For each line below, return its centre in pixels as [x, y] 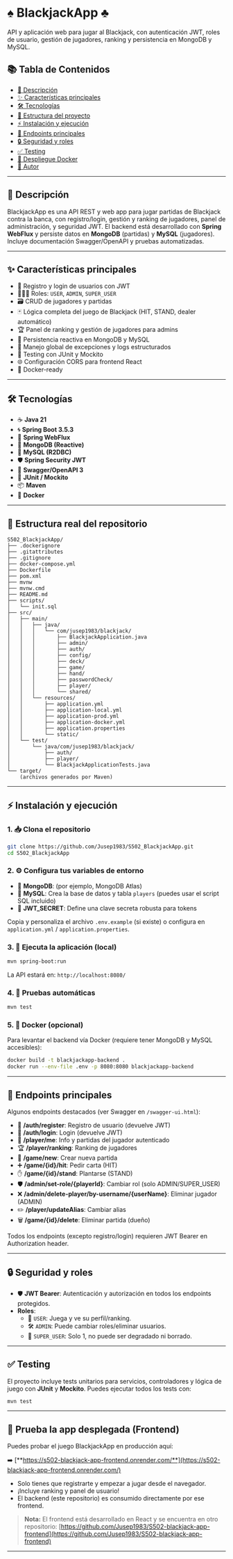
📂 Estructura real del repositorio [77, 523]
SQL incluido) [36, 901]
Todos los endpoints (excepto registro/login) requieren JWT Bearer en [107, 1236]
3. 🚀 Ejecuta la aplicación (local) [62, 947]
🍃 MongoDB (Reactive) [51, 445]
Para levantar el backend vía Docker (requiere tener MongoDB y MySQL [110, 1040]
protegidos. [34, 1303]
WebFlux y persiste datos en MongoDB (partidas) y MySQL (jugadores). [111, 234]
